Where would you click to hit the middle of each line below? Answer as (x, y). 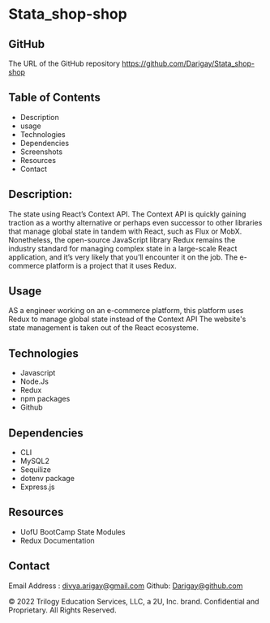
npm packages (45, 399)
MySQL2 (35, 461)
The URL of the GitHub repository (64, 63)
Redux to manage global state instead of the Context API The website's (127, 319)
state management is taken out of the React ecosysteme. (104, 328)
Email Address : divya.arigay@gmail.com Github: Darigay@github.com (126, 586)
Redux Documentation (57, 540)
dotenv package (47, 479)
